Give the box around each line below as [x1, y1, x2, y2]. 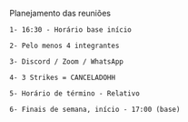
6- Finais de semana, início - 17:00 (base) [9, 105, 181, 114]
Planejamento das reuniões [9, 8, 112, 18]
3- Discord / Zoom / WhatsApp [9, 57, 124, 66]
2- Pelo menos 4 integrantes [9, 41, 120, 50]
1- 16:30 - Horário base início [9, 25, 132, 35]
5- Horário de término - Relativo [9, 89, 141, 98]
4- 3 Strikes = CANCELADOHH [9, 73, 116, 82]
